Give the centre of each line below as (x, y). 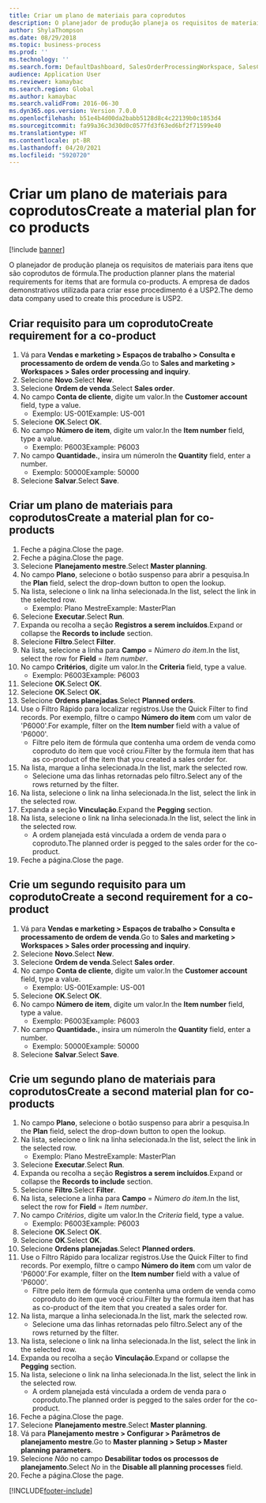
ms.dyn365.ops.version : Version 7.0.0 (73, 111)
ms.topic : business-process (55, 45)
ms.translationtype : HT (48, 133)
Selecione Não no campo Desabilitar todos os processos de (120, 1459)
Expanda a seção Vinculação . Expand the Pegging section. (116, 809)
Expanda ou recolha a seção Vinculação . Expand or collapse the (125, 1358)
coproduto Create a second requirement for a (121, 897)
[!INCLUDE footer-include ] (51, 1491)
